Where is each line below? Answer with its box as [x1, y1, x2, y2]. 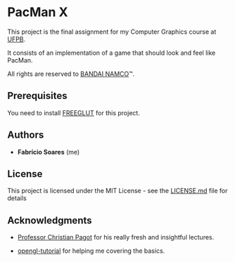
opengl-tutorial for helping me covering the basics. [17, 247, 165, 255]
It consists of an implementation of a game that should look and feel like [7, 48, 216, 57]
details [7, 194, 27, 202]
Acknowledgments [7, 214, 93, 226]
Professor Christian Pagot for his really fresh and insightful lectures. [17, 233, 215, 242]
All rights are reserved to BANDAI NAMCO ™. [7, 70, 135, 78]
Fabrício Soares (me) [17, 148, 80, 156]
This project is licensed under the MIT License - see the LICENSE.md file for [7, 187, 228, 195]
